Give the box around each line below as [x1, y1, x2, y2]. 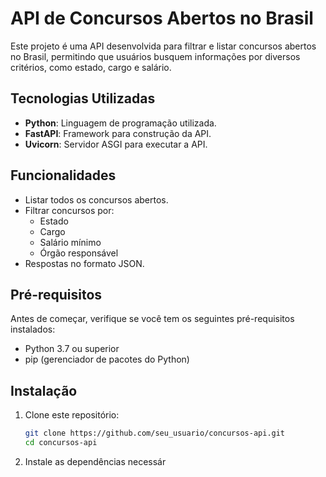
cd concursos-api [24, 438, 98, 448]
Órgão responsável [39, 247, 119, 259]
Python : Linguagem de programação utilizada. [24, 117, 217, 129]
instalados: [10, 323, 56, 336]
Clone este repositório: [24, 409, 120, 421]
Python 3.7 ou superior [24, 343, 120, 355]
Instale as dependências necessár [24, 455, 167, 467]
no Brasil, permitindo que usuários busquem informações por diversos [10, 50, 301, 62]
